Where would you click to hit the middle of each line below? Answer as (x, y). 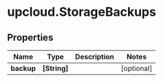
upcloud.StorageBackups (82, 12)
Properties (30, 38)
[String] (55, 68)
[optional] (137, 68)
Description (95, 57)
